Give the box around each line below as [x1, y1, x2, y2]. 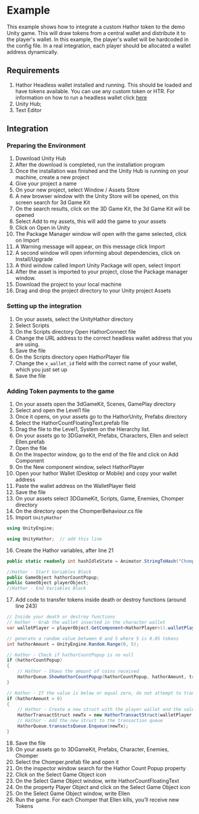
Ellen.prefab [15, 438, 45, 445]
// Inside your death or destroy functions [6, 614, 116, 620]
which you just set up [15, 366, 67, 373]
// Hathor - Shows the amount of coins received [17, 668, 139, 675]
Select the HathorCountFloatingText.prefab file [15, 419, 129, 427]
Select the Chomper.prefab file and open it [15, 758, 119, 765]
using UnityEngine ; [6, 525, 55, 531]
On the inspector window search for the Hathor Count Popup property [15, 764, 186, 771]
